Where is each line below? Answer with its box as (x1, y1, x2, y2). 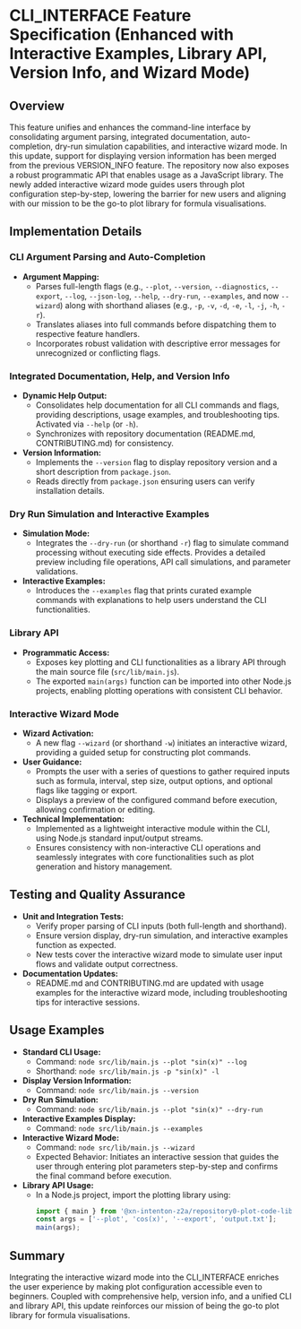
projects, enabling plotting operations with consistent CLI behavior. (35, 685, 283, 695)
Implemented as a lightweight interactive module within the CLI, (35, 823, 271, 833)
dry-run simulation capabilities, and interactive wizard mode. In (55, 141, 288, 151)
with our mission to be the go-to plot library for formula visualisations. (9, 198, 267, 209)
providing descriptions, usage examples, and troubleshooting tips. (35, 409, 280, 419)
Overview (9, 98, 65, 113)
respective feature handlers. (35, 328, 141, 339)
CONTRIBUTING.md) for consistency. (35, 437, 175, 448)
